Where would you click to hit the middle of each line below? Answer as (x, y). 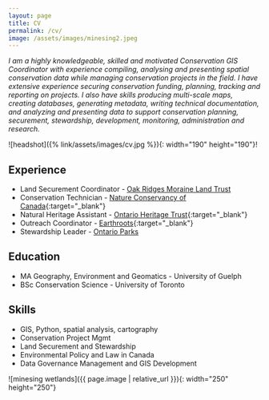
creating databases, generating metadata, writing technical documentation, (134, 103)
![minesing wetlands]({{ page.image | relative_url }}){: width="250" (118, 378)
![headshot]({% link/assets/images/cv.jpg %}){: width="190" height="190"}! (133, 144)
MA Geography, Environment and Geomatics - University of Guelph (130, 276)
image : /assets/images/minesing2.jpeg (73, 38)
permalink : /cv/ (35, 30)
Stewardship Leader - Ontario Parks (79, 232)
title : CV (25, 23)
